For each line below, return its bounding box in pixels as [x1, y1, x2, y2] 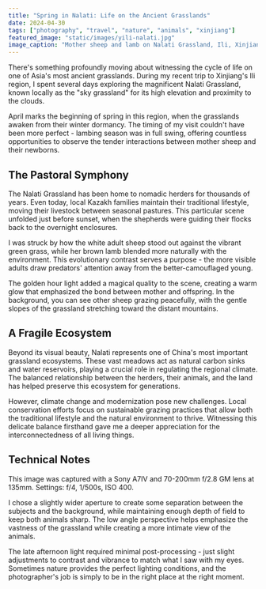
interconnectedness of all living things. [8, 430, 135, 440]
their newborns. [8, 145, 60, 155]
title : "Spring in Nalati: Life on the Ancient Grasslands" [8, 11, 211, 20]
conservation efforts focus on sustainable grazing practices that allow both [8, 405, 253, 414]
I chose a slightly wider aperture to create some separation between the [8, 497, 244, 507]
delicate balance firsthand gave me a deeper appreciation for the [8, 421, 220, 431]
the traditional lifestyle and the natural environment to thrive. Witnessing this [8, 413, 257, 423]
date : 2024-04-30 [8, 19, 66, 27]
